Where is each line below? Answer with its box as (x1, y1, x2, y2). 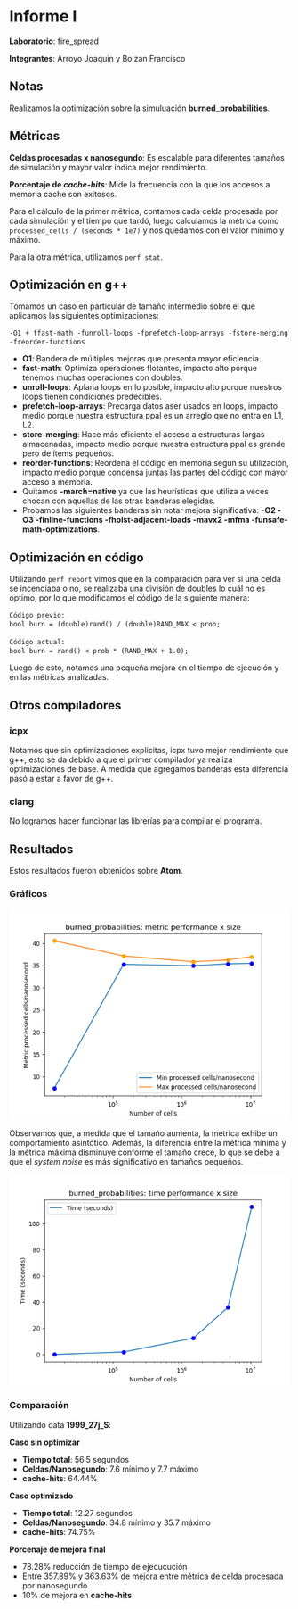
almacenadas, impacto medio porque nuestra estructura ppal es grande (21, 439, 286, 450)
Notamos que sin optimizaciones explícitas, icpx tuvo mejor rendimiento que (9, 744, 289, 755)
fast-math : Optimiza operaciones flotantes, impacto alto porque (21, 363, 258, 374)
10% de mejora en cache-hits (21, 1589, 133, 1600)
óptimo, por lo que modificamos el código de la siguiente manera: (9, 593, 250, 603)
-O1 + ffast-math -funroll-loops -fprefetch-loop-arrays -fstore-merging (9, 328, 289, 338)
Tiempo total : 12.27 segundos (21, 1507, 133, 1518)
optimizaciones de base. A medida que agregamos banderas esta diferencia (9, 763, 289, 774)
